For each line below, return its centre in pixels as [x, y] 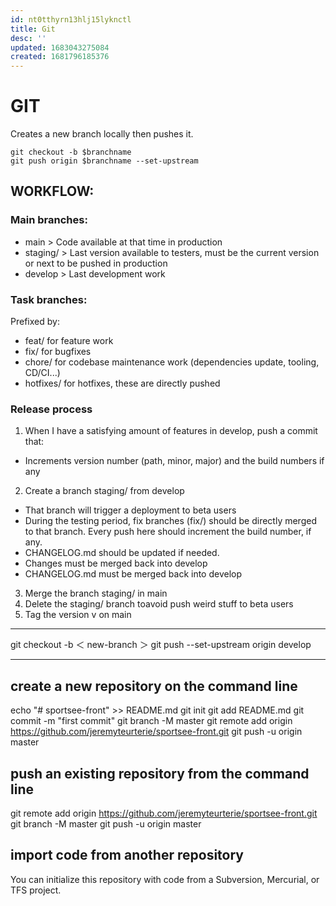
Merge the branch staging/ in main [96, 593]
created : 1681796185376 [60, 57]
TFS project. [36, 890]
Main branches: [49, 220]
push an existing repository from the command [160, 773]
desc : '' [28, 38]
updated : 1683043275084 [60, 47]
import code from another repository [127, 855]
